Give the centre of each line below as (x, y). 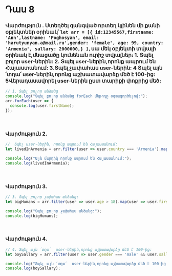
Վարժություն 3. (26, 186)
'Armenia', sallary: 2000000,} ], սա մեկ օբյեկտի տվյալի (81, 49)
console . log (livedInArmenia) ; (38, 163)
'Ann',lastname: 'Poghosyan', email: (52, 38)
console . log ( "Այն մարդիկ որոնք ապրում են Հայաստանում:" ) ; (68, 158)
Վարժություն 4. (26, 239)
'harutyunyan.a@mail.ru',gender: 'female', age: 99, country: (84, 43)
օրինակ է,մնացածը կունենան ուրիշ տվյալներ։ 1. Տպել (79, 55)
